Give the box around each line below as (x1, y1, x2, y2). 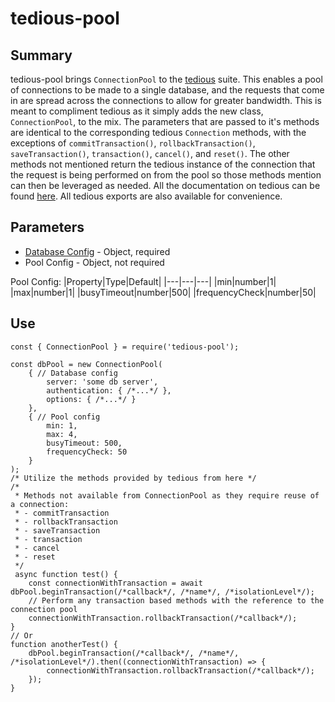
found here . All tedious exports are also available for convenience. (10, 190, 283, 202)
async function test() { (14, 569, 118, 579)
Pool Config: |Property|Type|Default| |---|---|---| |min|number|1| (10, 275, 277, 287)
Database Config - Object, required (24, 245, 171, 257)
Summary (10, 47, 73, 64)
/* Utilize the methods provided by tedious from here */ (10, 473, 257, 483)
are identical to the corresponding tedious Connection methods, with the (10, 127, 307, 138)
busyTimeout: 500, (46, 438, 123, 448)
